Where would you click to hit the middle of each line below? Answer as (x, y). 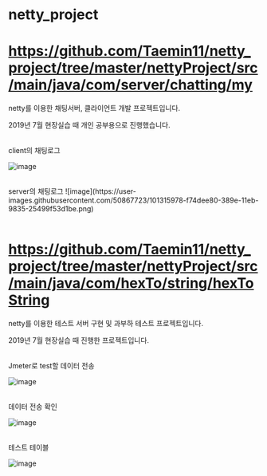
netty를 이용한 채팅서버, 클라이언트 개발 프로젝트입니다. (94, 108)
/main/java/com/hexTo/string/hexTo (131, 283)
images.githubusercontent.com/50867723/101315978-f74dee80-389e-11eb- (133, 200)
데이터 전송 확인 (33, 407)
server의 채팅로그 (36, 191)
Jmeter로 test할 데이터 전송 (51, 366)
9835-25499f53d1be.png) (51, 209)
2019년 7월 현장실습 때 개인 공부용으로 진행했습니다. (89, 125)
